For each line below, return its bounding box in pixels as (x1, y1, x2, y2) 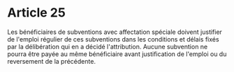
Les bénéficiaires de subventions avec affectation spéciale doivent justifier (7, 28, 222, 36)
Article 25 (7, 5, 66, 21)
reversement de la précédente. (7, 57, 96, 65)
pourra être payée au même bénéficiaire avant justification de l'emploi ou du (7, 50, 227, 58)
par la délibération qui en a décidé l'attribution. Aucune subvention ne (7, 42, 208, 51)
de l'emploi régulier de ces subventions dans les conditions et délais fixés (7, 35, 219, 43)
